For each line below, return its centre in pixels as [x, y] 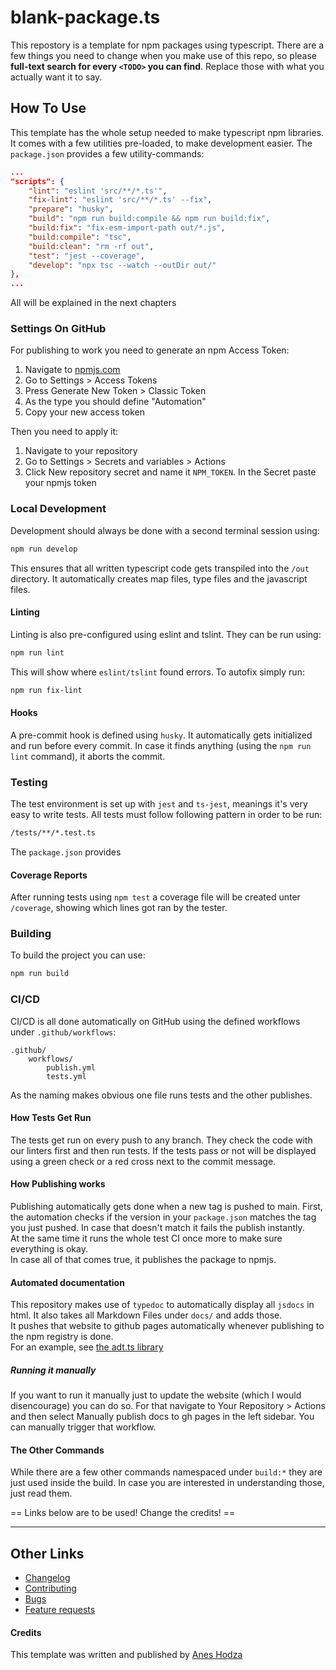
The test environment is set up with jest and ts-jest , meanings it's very [159, 804]
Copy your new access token [84, 412]
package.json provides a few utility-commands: [107, 153]
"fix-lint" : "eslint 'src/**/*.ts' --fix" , [120, 200]
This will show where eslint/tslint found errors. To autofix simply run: [157, 672]
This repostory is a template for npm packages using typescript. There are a [167, 45]
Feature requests [60, 1610]
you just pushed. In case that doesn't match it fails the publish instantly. [157, 1227]
